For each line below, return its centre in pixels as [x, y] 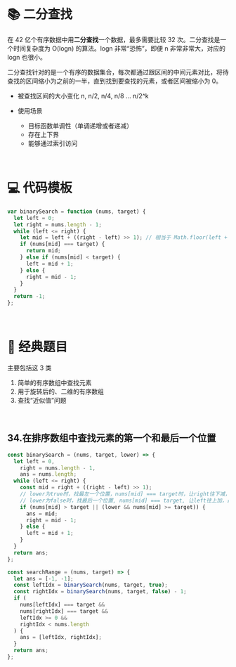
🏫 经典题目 [38, 347]
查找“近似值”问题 [42, 400]
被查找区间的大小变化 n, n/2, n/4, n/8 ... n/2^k [83, 96]
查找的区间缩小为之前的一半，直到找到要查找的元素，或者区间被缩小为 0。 [115, 81]
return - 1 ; [29, 297]
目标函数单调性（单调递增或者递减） [80, 125]
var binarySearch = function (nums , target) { [77, 212]
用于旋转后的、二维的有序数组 [60, 391]
